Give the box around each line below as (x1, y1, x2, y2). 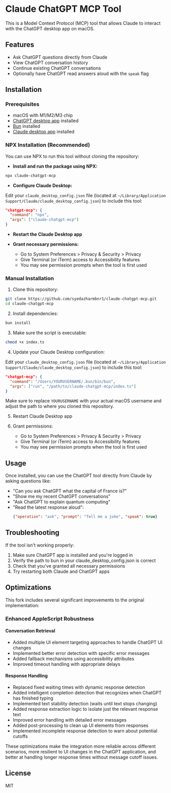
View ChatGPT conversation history (12, 60, 89, 66)
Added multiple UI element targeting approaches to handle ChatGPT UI (12, 639, 163, 645)
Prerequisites (5, 101, 39, 108)
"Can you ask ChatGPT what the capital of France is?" (12, 488, 127, 494)
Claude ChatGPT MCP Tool (5, 3, 122, 15)
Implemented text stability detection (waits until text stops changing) (12, 701, 158, 707)
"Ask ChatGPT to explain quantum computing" (12, 499, 111, 505)
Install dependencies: (12, 311, 58, 317)
